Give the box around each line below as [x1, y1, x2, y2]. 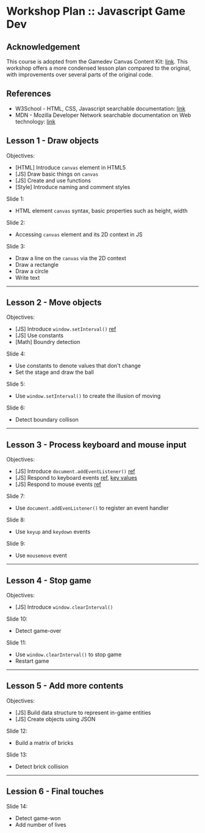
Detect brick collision [15, 763, 69, 770]
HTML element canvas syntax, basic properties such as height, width [15, 207, 188, 214]
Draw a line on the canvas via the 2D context [15, 254, 126, 261]
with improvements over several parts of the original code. [6, 71, 153, 78]
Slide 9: [6, 540, 26, 547]
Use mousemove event [15, 552, 67, 559]
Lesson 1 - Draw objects [6, 136, 99, 146]
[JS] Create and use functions [15, 176, 92, 184]
